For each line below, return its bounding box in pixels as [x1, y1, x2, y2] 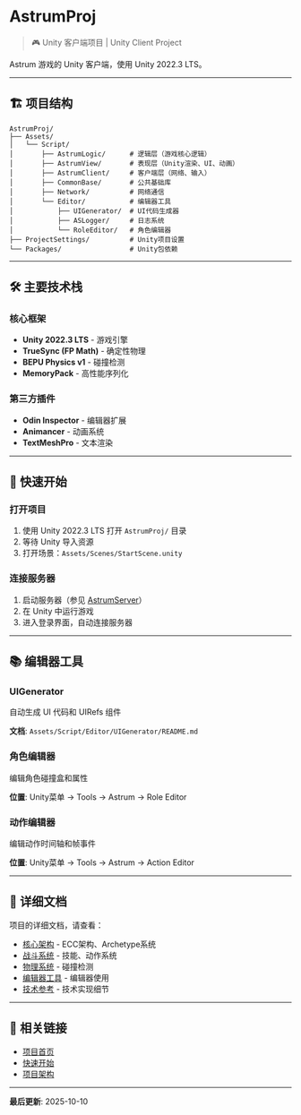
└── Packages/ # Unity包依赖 [9, 244, 178, 253]
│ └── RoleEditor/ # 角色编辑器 [9, 226, 172, 235]
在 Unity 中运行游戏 [21, 605, 94, 616]
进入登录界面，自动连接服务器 [21, 616, 133, 628]
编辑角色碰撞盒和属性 [9, 772, 88, 783]
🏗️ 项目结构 [9, 96, 73, 111]
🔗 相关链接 [9, 1021, 67, 1036]
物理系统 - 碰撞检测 [21, 961, 94, 972]
